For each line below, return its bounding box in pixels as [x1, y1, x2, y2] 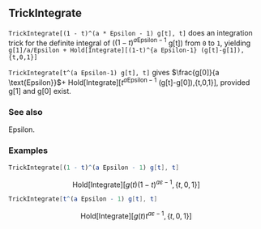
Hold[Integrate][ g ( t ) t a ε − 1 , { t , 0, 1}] [80, 210, 192, 221]
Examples [8, 145, 49, 156]
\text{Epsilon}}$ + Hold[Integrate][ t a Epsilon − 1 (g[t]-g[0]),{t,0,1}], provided [8, 76, 250, 87]
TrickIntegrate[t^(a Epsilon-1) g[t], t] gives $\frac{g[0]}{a [8, 68, 220, 78]
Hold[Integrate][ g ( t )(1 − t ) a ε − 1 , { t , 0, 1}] [72, 178, 200, 189]
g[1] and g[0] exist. [8, 87, 71, 96]
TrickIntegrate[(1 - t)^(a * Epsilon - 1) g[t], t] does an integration [8, 28, 253, 37]
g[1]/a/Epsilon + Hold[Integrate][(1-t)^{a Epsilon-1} [8, 46, 198, 55]
